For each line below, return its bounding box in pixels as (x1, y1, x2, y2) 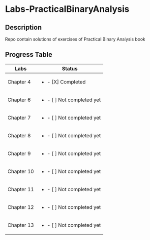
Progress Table (5, 50, 53, 59)
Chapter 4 (7, 78, 31, 85)
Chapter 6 (7, 96, 31, 103)
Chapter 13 (7, 221, 34, 228)
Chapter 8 (7, 132, 31, 139)
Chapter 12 (7, 203, 34, 210)
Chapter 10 (7, 168, 34, 175)
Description (5, 23, 42, 32)
